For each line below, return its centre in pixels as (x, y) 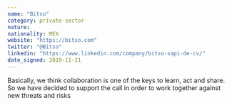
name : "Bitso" (29, 14)
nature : (19, 27)
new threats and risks (39, 95)
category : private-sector (46, 21)
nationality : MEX (33, 34)
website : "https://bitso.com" (52, 40)
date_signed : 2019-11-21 (44, 60)
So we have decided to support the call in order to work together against (114, 88)
